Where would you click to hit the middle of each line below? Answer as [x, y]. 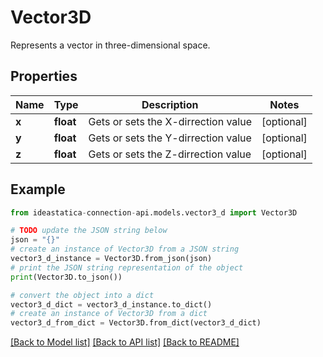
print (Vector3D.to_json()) [66, 277]
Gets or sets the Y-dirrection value [170, 138]
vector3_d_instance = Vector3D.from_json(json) [111, 259]
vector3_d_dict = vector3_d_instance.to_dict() [111, 304]
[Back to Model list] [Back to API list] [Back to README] [125, 342]
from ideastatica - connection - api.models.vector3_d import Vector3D [154, 212]
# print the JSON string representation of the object [127, 267]
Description [170, 104]
